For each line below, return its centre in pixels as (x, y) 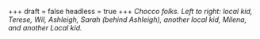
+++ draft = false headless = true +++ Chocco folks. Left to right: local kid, (130, 11)
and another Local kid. (45, 28)
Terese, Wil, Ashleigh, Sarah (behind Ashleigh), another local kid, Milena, (128, 19)
